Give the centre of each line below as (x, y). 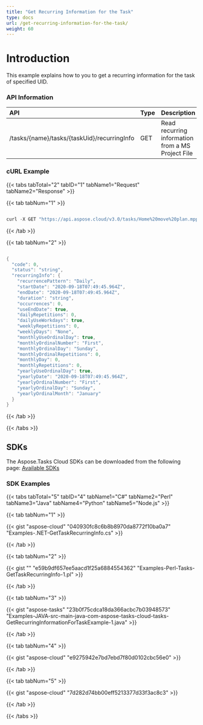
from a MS (176, 146)
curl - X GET (21, 219)
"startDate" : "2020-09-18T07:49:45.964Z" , (71, 287)
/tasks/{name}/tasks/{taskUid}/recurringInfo (72, 138)
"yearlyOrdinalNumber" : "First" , (59, 382)
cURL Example (28, 172)
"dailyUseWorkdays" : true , (51, 321)
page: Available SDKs (33, 468)
